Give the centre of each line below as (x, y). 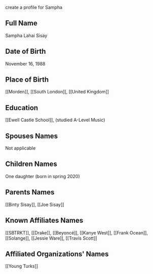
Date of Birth (26, 52)
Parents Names (30, 192)
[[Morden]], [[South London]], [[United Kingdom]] (57, 92)
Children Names (31, 164)
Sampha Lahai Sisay (26, 36)
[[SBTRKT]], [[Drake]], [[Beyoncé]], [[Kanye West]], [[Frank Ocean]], (77, 232)
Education (22, 108)
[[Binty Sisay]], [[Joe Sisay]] (35, 204)
